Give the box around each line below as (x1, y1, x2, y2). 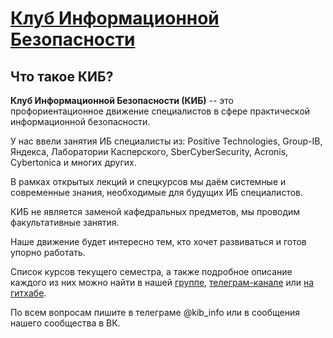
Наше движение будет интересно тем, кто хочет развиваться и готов (10, 236, 307, 247)
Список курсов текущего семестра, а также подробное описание (10, 266, 293, 277)
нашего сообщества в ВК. (10, 317, 121, 329)
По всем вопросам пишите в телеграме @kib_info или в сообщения (10, 307, 300, 318)
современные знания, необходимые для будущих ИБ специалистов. (10, 187, 304, 198)
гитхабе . (10, 287, 47, 299)
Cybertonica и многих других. (10, 157, 137, 168)
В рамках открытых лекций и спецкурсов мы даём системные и (10, 176, 287, 187)
